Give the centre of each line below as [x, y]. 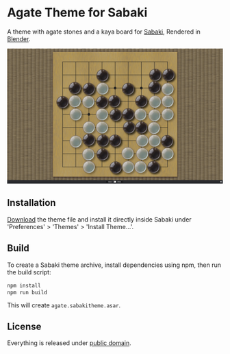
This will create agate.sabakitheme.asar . [64, 305]
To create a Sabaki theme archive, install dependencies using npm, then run [114, 265]
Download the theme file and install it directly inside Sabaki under [99, 219]
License [24, 326]
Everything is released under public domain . [69, 343]
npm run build [27, 292]
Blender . [19, 38]
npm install [24, 285]
